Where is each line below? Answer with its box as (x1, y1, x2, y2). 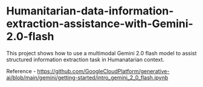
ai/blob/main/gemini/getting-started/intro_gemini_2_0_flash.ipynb (6, 74, 169, 81)
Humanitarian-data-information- (6, 4, 174, 18)
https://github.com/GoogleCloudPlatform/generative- (37, 67, 170, 74)
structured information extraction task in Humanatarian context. (6, 56, 165, 63)
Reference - (6, 67, 36, 74)
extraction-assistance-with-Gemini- (6, 17, 193, 31)
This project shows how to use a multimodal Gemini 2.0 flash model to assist (6, 49, 197, 56)
